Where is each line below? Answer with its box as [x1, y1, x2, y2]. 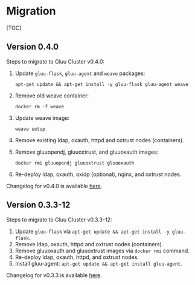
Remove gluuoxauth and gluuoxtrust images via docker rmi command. [14, 247, 190, 254]
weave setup [14, 126, 45, 132]
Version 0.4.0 [6, 42, 59, 52]
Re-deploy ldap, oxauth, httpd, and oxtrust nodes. [14, 253, 139, 261]
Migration [6, 4, 56, 18]
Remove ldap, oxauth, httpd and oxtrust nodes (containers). [14, 240, 164, 247]
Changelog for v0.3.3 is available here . [6, 271, 103, 279]
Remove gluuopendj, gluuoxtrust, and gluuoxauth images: [14, 148, 159, 156]
